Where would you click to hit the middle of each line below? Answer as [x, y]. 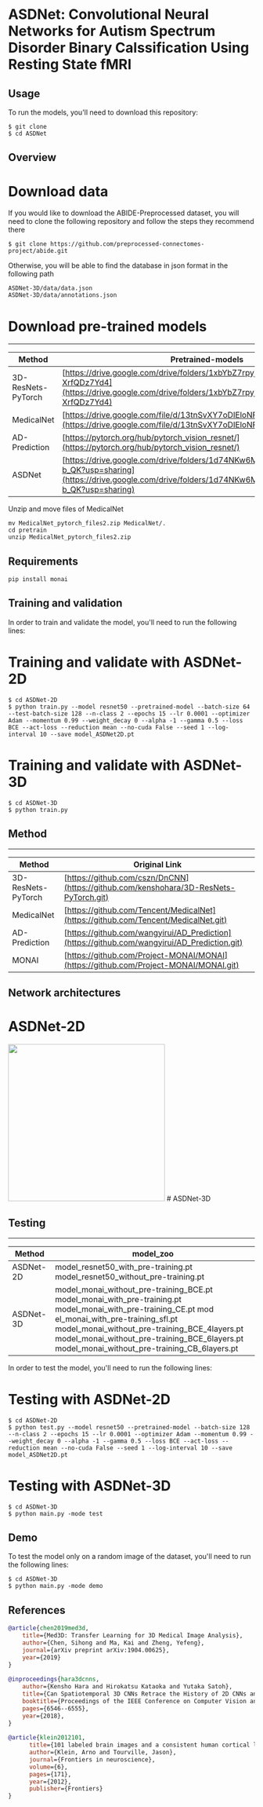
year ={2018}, [43, 1716]
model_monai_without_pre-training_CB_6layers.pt [146, 1348]
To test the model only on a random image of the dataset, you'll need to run [130, 1556]
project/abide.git [38, 251]
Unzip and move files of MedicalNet [66, 509]
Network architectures [65, 992]
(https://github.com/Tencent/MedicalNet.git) [146, 920]
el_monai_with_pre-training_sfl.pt [116, 1319]
